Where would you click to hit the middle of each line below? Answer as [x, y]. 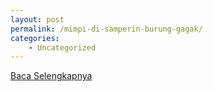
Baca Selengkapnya [51, 76]
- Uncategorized [62, 47]
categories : [35, 38]
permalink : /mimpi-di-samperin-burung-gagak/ [106, 29]
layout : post [37, 19]
